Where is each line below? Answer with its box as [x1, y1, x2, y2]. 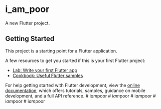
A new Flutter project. [5, 20, 50, 26]
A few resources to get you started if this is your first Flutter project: [5, 57, 145, 63]
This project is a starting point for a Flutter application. [5, 47, 117, 53]
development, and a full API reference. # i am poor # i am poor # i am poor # [5, 92, 156, 98]
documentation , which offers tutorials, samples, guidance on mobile [5, 87, 145, 93]
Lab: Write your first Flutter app [12, 67, 78, 73]
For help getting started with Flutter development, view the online [5, 82, 140, 88]
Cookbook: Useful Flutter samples [12, 72, 83, 78]
